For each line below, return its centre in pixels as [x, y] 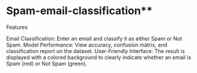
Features [17, 27]
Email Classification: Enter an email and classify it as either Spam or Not [94, 38]
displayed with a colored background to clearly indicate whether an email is [99, 57]
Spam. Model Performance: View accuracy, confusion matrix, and [87, 45]
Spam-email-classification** [79, 11]
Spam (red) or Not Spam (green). [47, 64]
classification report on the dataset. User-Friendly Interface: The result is [96, 51]
